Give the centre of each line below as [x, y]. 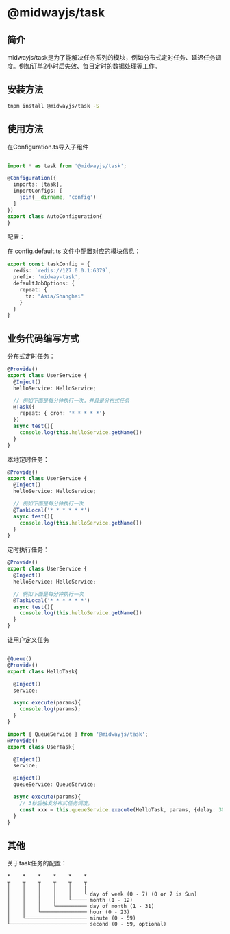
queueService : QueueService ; [55, 785]
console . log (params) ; [50, 709]
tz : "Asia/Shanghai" [54, 296]
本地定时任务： [28, 459]
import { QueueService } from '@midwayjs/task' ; [78, 734]
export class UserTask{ [41, 747]
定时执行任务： [28, 549]
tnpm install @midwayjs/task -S [53, 106]
